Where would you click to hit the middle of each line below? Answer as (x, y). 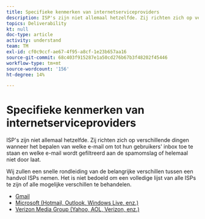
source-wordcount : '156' (38, 69)
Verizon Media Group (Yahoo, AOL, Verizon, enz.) (77, 209)
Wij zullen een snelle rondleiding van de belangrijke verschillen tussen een (100, 171)
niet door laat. (24, 160)
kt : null (17, 29)
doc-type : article (30, 35)
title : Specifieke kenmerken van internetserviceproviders (83, 12)
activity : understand (34, 40)
